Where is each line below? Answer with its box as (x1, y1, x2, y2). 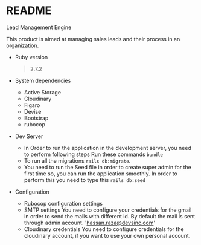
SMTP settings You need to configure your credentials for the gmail (24, 206, 192, 214)
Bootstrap (24, 114, 49, 122)
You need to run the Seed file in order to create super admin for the (24, 163, 191, 171)
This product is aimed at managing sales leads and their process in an (6, 35, 180, 42)
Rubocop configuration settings (24, 200, 103, 207)
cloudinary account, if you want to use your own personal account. (24, 232, 191, 239)
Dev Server (14, 132, 43, 140)
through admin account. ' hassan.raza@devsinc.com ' (24, 219, 156, 226)
